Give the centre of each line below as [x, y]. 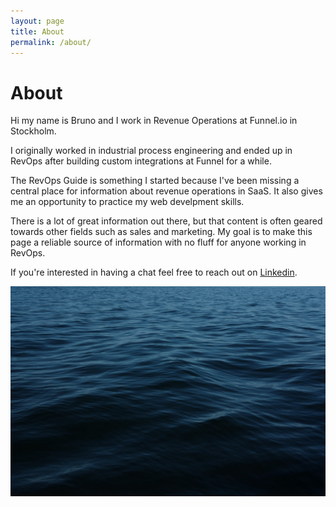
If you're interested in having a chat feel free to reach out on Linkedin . [154, 272]
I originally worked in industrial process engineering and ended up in [151, 151]
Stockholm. [33, 131]
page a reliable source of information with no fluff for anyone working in [158, 242]
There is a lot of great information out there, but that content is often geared [166, 221]
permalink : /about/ [51, 42]
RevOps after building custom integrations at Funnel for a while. [141, 161]
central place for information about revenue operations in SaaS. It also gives [166, 191]
